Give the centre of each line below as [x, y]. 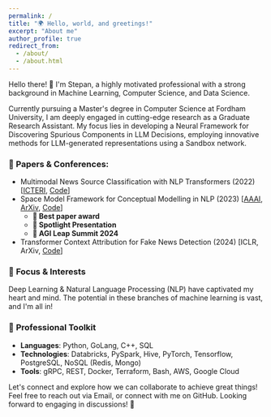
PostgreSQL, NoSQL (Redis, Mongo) [81, 363]
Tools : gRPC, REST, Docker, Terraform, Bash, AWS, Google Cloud [129, 371]
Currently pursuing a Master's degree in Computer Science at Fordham [127, 108]
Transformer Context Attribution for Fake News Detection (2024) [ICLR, [139, 242]
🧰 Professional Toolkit [52, 328]
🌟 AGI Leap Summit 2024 [75, 234]
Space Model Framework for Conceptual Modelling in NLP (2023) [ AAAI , [142, 199]
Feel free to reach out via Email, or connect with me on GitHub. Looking [128, 395]
